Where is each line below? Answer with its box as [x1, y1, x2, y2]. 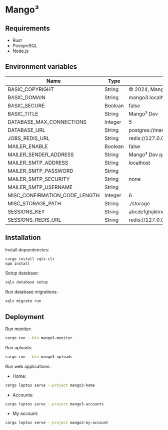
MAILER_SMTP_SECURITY [7, 175, 70, 182]
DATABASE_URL [7, 126, 45, 133]
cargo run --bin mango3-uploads [5, 354, 72, 359]
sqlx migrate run [5, 299, 41, 304]
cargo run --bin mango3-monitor [5, 335, 72, 340]
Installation [5, 233, 41, 242]
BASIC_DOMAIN [7, 94, 46, 101]
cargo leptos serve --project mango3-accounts [5, 401, 104, 406]
